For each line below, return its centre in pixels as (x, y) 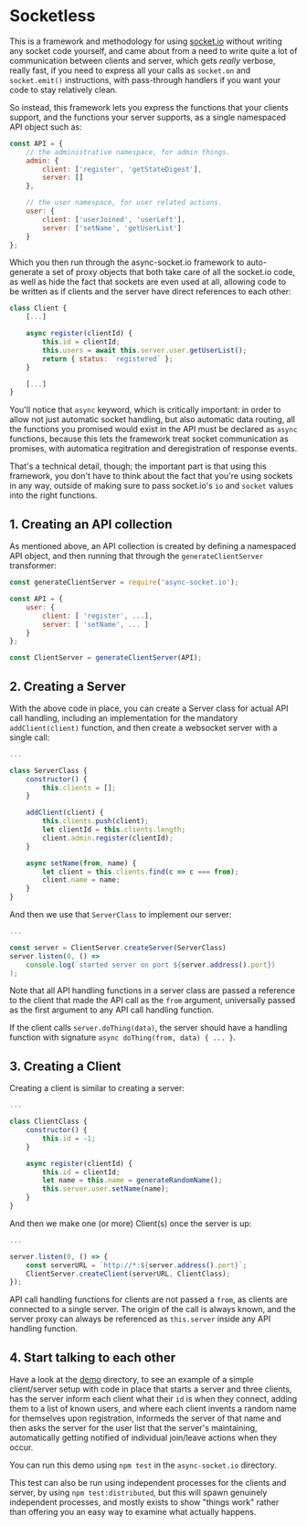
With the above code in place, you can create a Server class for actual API (149, 708)
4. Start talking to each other (93, 1357)
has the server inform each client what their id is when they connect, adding (153, 1399)
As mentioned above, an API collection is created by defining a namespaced (153, 546)
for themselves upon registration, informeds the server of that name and (145, 1418)
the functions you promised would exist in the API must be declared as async (153, 429)
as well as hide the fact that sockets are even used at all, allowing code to (148, 282)
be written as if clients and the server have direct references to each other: (150, 291)
